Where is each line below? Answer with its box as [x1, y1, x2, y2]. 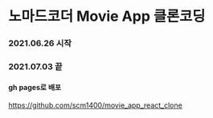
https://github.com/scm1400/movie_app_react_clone [8, 100, 182, 110]
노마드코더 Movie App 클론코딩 [8, 7, 206, 26]
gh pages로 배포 [8, 82, 62, 92]
